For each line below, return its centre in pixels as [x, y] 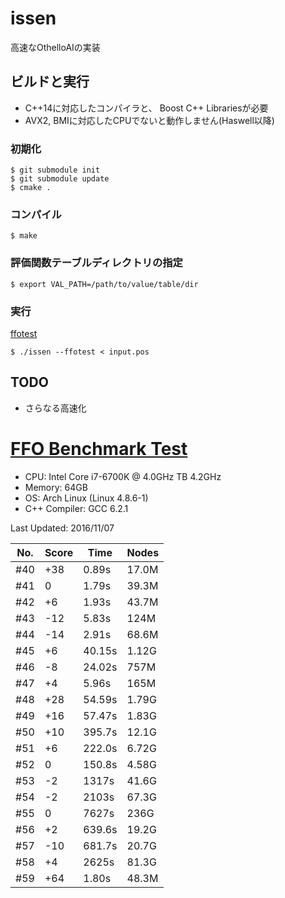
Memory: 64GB [56, 487]
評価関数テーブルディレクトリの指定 [96, 263]
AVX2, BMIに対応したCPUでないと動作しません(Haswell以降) [149, 120]
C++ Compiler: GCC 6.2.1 [76, 508]
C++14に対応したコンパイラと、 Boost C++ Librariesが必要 [146, 108]
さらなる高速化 [55, 408]
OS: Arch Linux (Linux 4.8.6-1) [86, 498]
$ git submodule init [55, 170]
